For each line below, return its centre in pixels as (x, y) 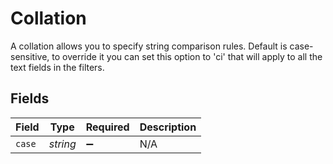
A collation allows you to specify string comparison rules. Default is (149, 46)
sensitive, (30, 56)
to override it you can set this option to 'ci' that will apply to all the (187, 56)
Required (107, 127)
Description (168, 127)
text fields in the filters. (57, 67)
